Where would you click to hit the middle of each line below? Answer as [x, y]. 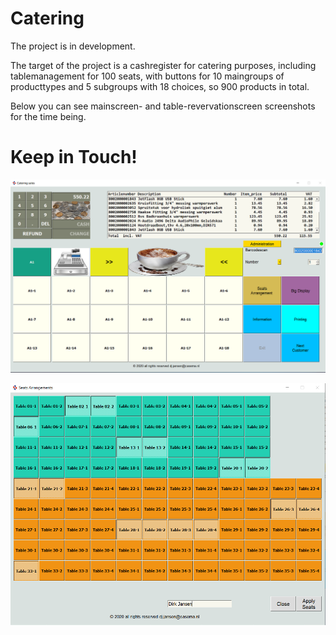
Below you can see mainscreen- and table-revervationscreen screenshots [163, 106]
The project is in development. [73, 46]
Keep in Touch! [74, 157]
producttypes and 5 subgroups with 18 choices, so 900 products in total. [160, 86]
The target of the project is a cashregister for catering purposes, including [163, 65]
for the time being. [48, 116]
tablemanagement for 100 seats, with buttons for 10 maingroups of [147, 76]
